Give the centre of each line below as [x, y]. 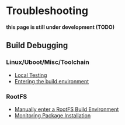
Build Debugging [37, 45]
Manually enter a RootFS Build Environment [67, 109]
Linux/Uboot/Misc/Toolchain [48, 62]
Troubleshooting [47, 11]
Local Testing [31, 75]
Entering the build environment [52, 81]
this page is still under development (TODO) [60, 27]
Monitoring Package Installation [53, 115]
